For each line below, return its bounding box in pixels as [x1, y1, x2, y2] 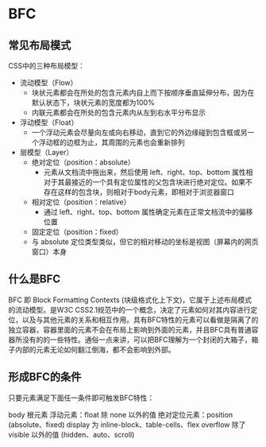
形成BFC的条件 [8, 371, 82, 384]
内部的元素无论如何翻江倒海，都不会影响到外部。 [14, 344, 175, 354]
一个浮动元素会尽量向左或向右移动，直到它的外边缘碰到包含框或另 [31, 128, 248, 137]
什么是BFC [8, 272, 61, 286]
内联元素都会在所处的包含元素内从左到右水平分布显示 [31, 108, 206, 117]
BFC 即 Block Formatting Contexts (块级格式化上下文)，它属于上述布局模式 [8, 295, 253, 305]
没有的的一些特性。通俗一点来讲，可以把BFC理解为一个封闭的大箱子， [21, 335, 252, 344]
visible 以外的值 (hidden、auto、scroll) [8, 430, 135, 439]
